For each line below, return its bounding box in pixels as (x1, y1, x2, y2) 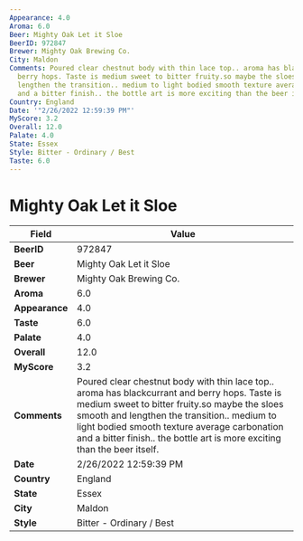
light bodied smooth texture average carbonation (76, 421, 284, 433)
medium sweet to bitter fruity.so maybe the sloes (76, 398, 284, 411)
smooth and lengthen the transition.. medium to (76, 409, 277, 422)
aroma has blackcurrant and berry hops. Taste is (76, 386, 282, 399)
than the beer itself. (76, 443, 160, 456)
